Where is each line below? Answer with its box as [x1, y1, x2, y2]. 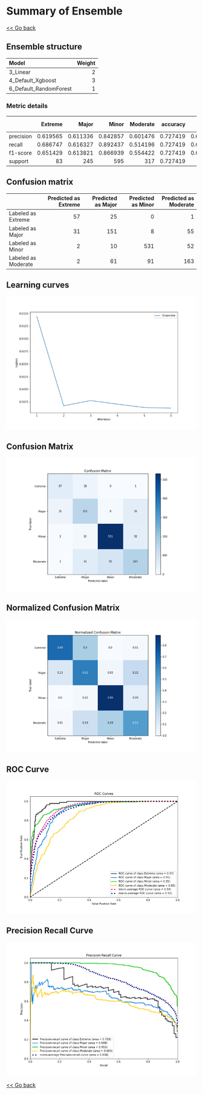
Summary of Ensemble [6, 4, 123, 18]
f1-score [8, 149, 32, 156]
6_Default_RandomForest [8, 85, 72, 92]
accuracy [161, 120, 186, 127]
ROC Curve [6, 764, 50, 774]
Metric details [6, 101, 48, 110]
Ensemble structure [6, 42, 83, 52]
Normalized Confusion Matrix [6, 603, 120, 613]
